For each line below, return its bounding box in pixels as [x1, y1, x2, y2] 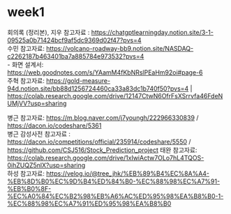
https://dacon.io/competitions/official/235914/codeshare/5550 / [7, 137, 191, 146]
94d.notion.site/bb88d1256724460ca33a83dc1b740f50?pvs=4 [7, 84, 189, 93]
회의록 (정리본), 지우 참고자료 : [7, 28, 90, 36]
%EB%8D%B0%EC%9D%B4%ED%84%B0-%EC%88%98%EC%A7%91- [7, 177, 221, 185]
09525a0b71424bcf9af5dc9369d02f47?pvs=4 [7, 36, 142, 44]
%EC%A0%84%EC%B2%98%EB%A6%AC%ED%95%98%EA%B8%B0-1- [7, 192, 224, 200]
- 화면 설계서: [7, 60, 44, 68]
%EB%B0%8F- [7, 184, 52, 192]
